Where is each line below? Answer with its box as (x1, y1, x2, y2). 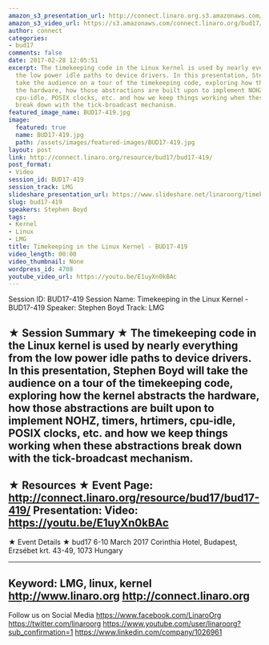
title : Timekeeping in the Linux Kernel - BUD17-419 (8, 243, 188, 251)
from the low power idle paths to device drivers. (8, 351, 252, 365)
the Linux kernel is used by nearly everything (8, 338, 239, 353)
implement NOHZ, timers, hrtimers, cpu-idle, (8, 413, 236, 427)
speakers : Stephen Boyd (8, 205, 88, 213)
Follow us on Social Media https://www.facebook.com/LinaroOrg (8, 611, 222, 620)
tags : (8, 213, 26, 221)
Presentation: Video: (33, 504, 139, 518)
